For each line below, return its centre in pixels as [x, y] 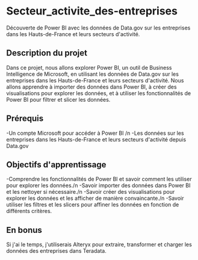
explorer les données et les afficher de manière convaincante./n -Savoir [95, 198]
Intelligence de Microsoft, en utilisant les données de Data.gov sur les [93, 74]
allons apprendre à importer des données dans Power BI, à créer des [91, 87]
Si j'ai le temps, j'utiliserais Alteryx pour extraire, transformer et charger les [99, 244]
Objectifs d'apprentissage [56, 165]
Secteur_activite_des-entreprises [92, 11]
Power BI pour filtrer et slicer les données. [58, 99]
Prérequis [25, 119]
